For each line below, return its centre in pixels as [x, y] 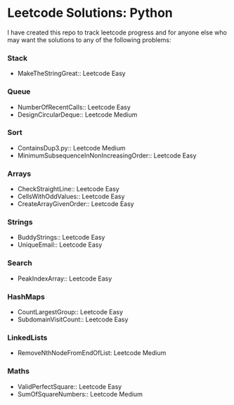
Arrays [19, 174]
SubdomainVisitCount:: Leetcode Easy [73, 320]
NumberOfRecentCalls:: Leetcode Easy [74, 107]
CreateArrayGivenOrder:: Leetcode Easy [76, 204]
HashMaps [26, 297]
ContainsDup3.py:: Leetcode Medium [71, 148]
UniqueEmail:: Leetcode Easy [60, 245]
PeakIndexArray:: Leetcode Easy [65, 278]
